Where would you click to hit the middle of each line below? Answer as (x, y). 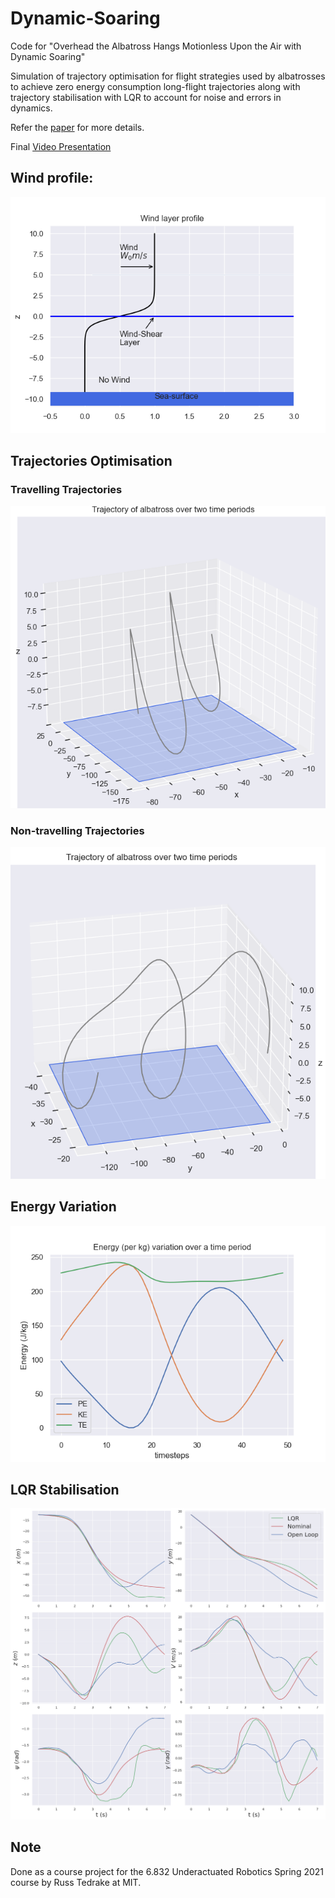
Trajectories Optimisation (91, 461)
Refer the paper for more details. (77, 127)
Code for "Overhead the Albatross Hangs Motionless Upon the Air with (156, 46)
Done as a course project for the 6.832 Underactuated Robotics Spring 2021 (167, 1871)
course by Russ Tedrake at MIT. (76, 1882)
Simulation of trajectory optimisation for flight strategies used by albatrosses (168, 76)
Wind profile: (52, 178)
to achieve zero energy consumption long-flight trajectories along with (155, 86)
